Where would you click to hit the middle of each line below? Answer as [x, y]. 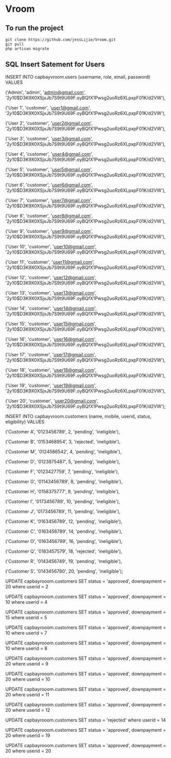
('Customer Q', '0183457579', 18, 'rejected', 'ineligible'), [64, 551]
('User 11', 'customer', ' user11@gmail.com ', [50, 262]
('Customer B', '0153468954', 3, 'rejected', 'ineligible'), [63, 441]
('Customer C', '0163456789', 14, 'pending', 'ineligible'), [64, 531]
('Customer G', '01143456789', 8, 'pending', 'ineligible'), [64, 481]
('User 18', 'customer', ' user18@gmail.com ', [51, 370]
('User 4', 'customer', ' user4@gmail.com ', [49, 154]
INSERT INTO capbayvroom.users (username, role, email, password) [78, 77]
